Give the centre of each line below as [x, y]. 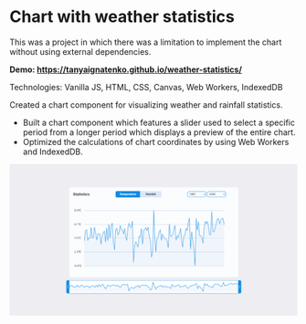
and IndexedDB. [53, 152]
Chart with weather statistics [122, 17]
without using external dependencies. [80, 51]
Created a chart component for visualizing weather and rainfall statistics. [146, 105]
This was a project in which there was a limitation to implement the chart [146, 42]
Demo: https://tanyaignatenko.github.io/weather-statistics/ [126, 69]
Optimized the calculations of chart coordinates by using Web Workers [156, 141]
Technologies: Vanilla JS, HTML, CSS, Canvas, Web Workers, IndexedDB [146, 87]
